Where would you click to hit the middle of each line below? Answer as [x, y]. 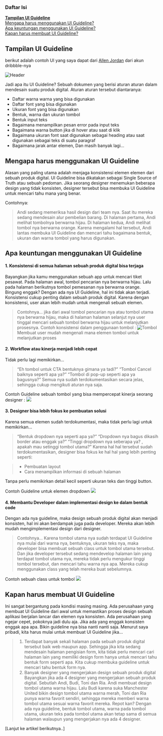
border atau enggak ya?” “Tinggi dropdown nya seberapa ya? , [80, 442]
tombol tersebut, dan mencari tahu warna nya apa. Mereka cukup [82, 564]
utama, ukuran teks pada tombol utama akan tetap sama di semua [90, 714]
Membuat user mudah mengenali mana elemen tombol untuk [78, 332]
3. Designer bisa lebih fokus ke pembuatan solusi [56, 411]
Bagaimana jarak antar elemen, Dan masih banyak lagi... [68, 146]
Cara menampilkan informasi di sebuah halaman [72, 472]
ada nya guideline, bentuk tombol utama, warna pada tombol [85, 708]
